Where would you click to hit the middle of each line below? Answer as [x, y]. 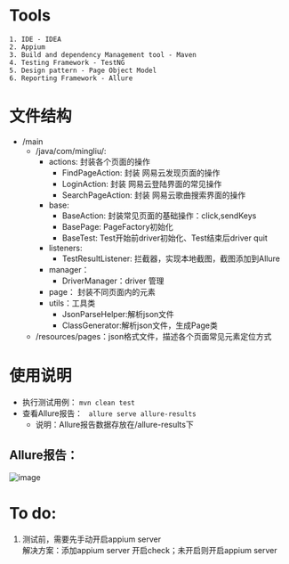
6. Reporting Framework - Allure [71, 78]
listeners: [65, 248]
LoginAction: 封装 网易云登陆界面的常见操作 [142, 184]
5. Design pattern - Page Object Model [83, 70]
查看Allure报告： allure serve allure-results [109, 413]
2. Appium [28, 47]
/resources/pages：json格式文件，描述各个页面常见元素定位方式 [153, 336]
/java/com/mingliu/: [71, 151]
